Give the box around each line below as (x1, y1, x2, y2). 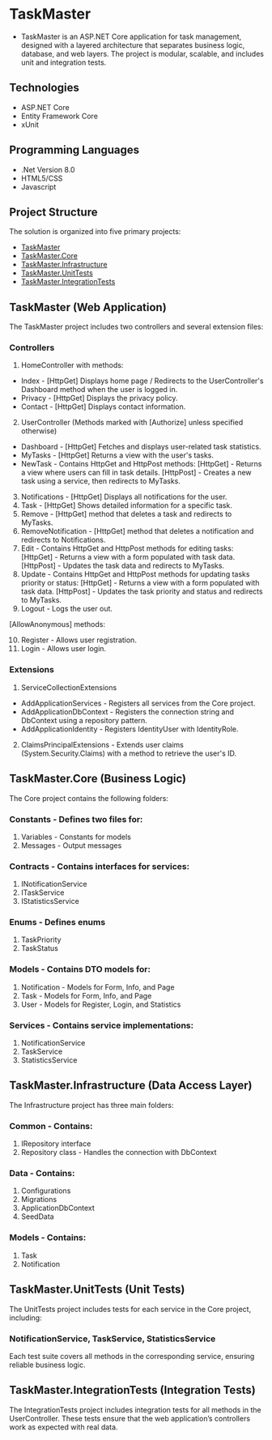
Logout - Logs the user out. (20, 604, 113, 614)
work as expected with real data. (9, 1422, 118, 1432)
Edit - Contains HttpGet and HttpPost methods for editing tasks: (20, 543, 234, 553)
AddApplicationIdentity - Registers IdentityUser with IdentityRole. (20, 724, 239, 734)
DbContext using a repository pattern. (20, 715, 148, 725)
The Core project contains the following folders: (9, 793, 169, 803)
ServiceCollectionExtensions (20, 682, 117, 692)
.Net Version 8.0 (20, 164, 75, 174)
